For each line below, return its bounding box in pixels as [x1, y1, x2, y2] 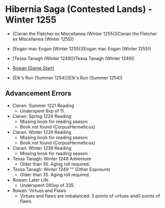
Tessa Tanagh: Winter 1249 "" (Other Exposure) [12, 166, 111, 172]
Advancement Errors [5, 89, 71, 98]
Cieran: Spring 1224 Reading [12, 113, 71, 119]
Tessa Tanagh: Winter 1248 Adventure [12, 155, 91, 161]
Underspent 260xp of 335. [19, 182, 75, 188]
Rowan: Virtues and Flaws [12, 187, 66, 193]
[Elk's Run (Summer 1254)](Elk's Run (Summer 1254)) [12, 74, 123, 80]
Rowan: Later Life [12, 176, 49, 183]
